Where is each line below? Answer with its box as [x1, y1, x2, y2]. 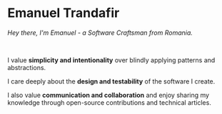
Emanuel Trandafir [7, 5, 120, 21]
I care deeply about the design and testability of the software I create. [7, 76, 216, 86]
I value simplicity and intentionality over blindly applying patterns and [7, 55, 216, 64]
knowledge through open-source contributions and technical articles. [7, 98, 212, 107]
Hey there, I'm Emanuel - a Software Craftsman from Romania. [7, 28, 193, 37]
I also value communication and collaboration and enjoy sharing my [7, 91, 209, 99]
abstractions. [7, 63, 46, 72]
